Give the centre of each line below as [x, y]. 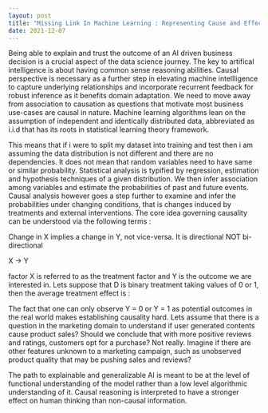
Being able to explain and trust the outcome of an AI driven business [120, 54]
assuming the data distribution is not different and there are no [111, 153]
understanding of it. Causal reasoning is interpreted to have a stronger [124, 392]
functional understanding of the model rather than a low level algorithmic [128, 383]
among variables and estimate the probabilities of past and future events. [128, 188]
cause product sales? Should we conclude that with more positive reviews [130, 334]
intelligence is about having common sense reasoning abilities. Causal [124, 70]
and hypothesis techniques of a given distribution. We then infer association [133, 179]
